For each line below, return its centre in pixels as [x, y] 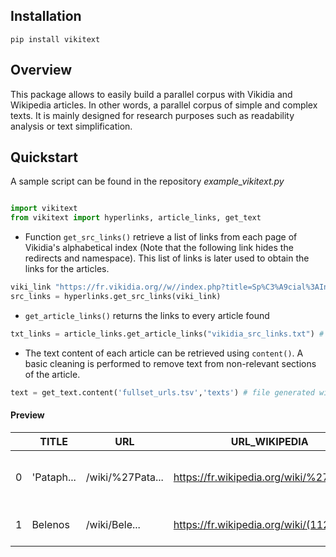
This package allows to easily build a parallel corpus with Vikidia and [151, 94]
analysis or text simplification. [71, 126]
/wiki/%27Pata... [124, 477]
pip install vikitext [55, 39]
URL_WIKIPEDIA [269, 441]
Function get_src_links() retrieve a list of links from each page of [161, 237]
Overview [41, 70]
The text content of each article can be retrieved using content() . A [164, 353]
